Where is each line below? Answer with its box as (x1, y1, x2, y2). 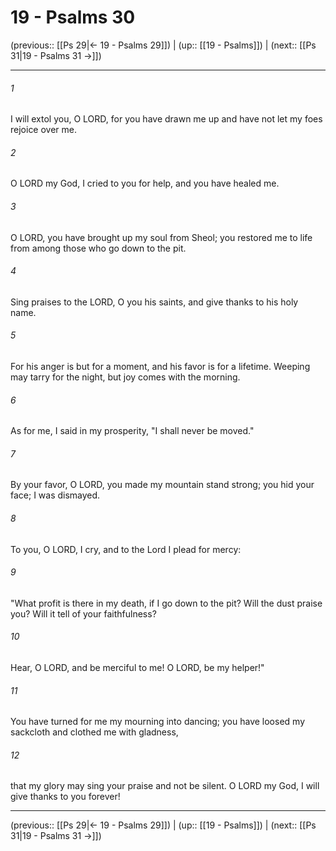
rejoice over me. (10, 124, 78, 136)
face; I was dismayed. (10, 489, 101, 501)
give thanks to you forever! (10, 791, 121, 803)
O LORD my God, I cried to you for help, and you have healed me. (10, 177, 280, 190)
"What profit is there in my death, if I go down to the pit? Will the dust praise (10, 597, 323, 609)
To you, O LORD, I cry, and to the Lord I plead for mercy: (10, 543, 242, 555)
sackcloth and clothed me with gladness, (10, 726, 179, 738)
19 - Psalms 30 (10, 6, 136, 29)
